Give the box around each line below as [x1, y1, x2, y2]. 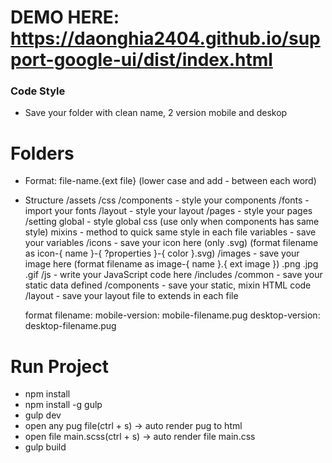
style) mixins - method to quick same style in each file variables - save [24, 226, 317, 238]
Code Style [10, 84, 66, 98]
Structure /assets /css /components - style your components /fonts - [24, 194, 310, 206]
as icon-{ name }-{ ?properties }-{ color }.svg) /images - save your [24, 247, 300, 260]
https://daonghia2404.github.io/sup [10, 27, 321, 50]
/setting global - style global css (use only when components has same [24, 216, 320, 228]
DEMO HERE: [10, 6, 120, 29]
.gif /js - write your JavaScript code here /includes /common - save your [24, 269, 323, 281]
